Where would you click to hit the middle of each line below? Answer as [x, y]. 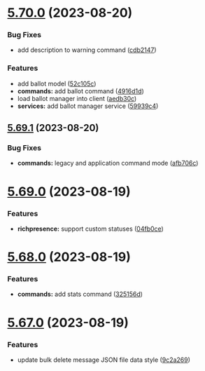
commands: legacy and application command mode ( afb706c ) [108, 163]
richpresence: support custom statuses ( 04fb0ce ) [91, 229]
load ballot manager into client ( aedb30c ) [77, 98]
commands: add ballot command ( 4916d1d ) [81, 91]
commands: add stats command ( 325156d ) [80, 294]
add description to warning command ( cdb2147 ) [87, 50]
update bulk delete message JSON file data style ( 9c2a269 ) [104, 360]
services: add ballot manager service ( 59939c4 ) [88, 106]
